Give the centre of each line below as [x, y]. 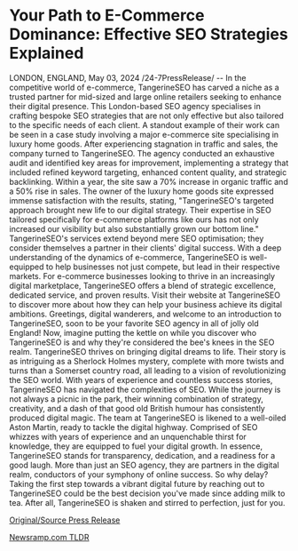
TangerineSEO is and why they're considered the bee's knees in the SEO [142, 342]
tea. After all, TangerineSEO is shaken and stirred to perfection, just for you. [147, 502]
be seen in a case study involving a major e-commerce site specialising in [144, 134]
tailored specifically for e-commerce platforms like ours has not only [134, 220]
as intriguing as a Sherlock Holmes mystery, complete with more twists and [147, 361]
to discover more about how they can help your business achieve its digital [145, 304]
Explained [47, 53]
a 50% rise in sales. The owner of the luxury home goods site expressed [142, 191]
